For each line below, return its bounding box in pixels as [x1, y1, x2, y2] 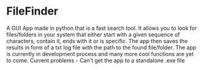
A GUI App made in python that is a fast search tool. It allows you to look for [6, 24, 197, 32]
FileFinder [6, 4, 59, 18]
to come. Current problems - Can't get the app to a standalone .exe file [6, 57, 185, 64]
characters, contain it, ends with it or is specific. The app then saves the [6, 37, 188, 44]
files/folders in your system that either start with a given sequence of [6, 30, 180, 38]
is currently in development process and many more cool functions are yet [6, 50, 194, 57]
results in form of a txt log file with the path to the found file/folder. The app [6, 44, 197, 51]
